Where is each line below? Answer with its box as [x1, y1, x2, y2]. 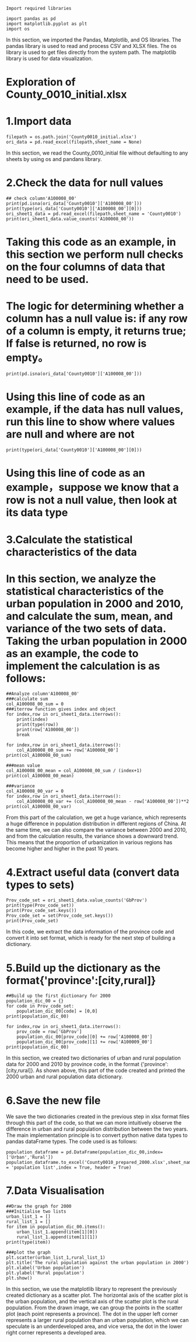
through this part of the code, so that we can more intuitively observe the [6, 1119, 182, 1126]
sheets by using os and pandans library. [6, 156, 102, 163]
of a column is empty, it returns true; [6, 325, 187, 338]
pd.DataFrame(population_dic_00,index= [66, 1149, 163, 1155]
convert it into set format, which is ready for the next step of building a [6, 934, 176, 941]
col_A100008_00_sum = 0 [6, 701, 64, 707]
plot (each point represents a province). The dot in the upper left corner [6, 1310, 178, 1317]
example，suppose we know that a [6, 481, 179, 494]
